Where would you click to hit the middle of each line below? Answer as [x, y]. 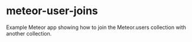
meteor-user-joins [52, 11]
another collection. [29, 33]
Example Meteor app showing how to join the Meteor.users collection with [96, 27]
